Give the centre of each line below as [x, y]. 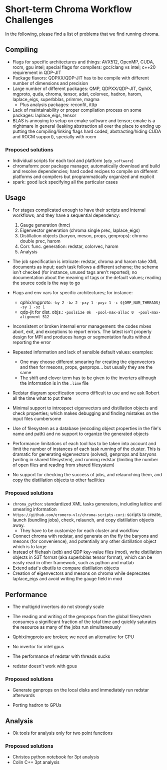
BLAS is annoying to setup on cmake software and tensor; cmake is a [84, 120]
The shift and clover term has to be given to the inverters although [88, 378]
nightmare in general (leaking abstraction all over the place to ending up [86, 126]
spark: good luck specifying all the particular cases [65, 182]
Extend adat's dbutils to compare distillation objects [66, 568]
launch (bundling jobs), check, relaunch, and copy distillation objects [83, 520]
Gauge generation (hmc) [45, 225]
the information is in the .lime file [54, 383]
